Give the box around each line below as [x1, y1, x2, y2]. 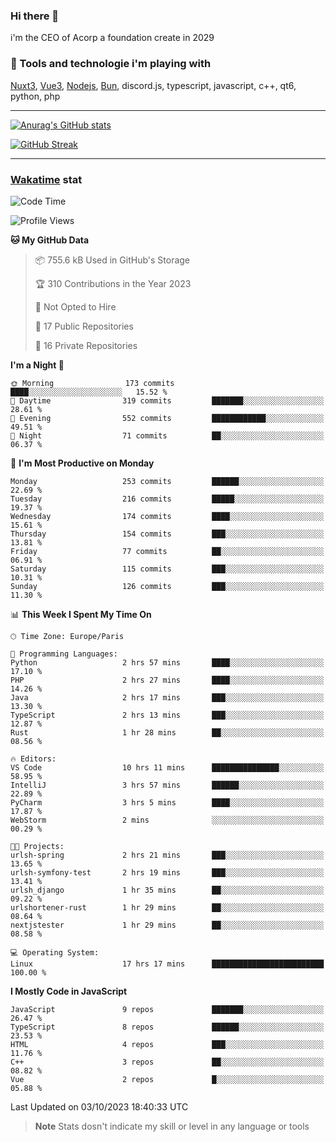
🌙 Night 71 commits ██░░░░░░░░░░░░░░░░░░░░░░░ [10, 430, 325, 441]
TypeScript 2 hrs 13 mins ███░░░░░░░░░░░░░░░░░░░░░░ [10, 710, 325, 720]
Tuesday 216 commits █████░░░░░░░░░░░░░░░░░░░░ [10, 494, 325, 504]
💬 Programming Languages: [10, 649, 118, 659]
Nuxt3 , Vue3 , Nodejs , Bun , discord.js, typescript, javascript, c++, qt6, [10, 79, 297, 91]
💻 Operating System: [10, 947, 100, 958]
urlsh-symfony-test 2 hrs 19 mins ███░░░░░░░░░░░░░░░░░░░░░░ [10, 867, 325, 878]
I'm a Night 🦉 [10, 359, 65, 371]
